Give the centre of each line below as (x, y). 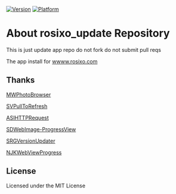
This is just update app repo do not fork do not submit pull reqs (84, 50)
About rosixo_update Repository (88, 33)
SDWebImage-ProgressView (41, 129)
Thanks (21, 80)
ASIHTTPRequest (27, 118)
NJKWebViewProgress (34, 152)
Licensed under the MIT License (46, 186)
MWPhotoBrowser (29, 94)
